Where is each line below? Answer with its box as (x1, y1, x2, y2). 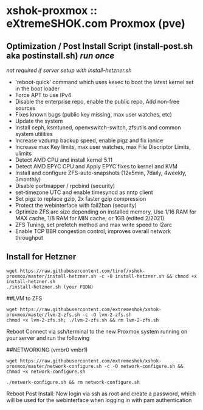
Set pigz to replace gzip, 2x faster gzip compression (15, 195, 146, 202)
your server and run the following (6, 334, 90, 342)
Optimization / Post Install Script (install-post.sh (6, 41, 193, 51)
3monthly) (15, 176, 41, 183)
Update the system (15, 117, 63, 124)
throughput (15, 234, 44, 241)
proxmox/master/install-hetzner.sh (6, 273, 97, 279)
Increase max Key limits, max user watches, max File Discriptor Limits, (15, 143, 191, 150)
